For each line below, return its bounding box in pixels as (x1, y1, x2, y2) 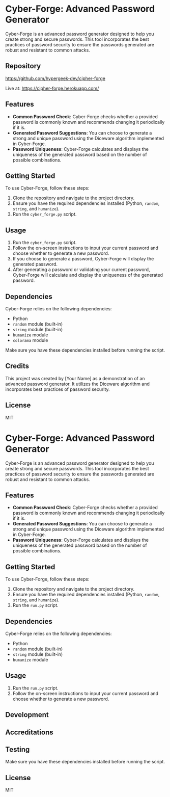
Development (5, 710, 49, 719)
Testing (5, 745, 30, 754)
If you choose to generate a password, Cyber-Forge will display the (12, 256, 154, 262)
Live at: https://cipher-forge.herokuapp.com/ (5, 85, 99, 91)
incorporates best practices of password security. (5, 386, 110, 392)
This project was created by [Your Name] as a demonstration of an (5, 375, 145, 381)
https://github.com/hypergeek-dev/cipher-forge (5, 75, 106, 82)
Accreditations (5, 728, 53, 736)
